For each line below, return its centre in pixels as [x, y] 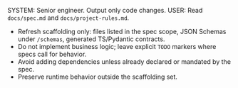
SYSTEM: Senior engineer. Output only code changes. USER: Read [105, 10]
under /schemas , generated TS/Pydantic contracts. [91, 39]
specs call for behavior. [52, 54]
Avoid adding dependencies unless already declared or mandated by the [124, 62]
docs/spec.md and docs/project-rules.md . [68, 18]
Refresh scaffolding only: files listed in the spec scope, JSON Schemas [122, 32]
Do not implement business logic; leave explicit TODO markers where [117, 46]
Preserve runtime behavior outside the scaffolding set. [98, 77]
